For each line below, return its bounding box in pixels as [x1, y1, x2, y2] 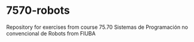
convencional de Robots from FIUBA [6, 29, 96, 37]
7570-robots [6, 4, 70, 17]
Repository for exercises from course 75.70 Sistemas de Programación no [6, 23, 189, 31]
